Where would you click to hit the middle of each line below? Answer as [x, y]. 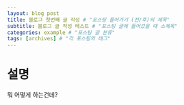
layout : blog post [33, 13]
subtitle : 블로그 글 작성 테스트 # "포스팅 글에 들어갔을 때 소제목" [92, 26]
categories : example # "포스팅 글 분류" [61, 32]
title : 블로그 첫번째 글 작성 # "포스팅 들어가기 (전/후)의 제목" [89, 20]
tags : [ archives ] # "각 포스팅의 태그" [59, 39]
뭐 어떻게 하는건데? [32, 95]
